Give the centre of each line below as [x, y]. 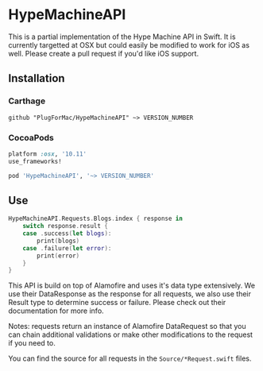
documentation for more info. [56, 311]
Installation [37, 78]
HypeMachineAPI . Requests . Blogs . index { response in [95, 219]
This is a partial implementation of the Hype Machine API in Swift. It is [122, 37]
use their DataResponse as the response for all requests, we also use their [130, 294]
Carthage [27, 101]
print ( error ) [58, 256]
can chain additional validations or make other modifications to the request [130, 334]
